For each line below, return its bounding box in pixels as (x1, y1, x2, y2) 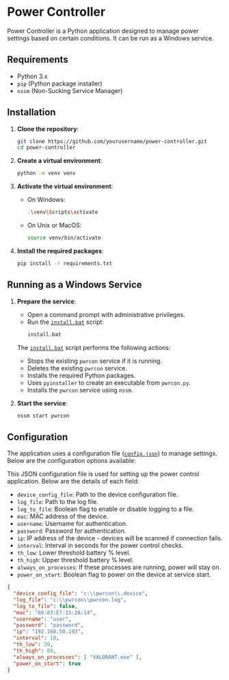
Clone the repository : (16, 125, 79, 133)
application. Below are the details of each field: (7, 477, 139, 486)
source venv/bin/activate (27, 234, 101, 242)
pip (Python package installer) (16, 79, 103, 88)
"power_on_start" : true (13, 660, 81, 667)
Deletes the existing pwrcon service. (27, 364, 128, 372)
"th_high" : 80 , (13, 647, 57, 654)
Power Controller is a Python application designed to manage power (7, 27, 200, 35)
